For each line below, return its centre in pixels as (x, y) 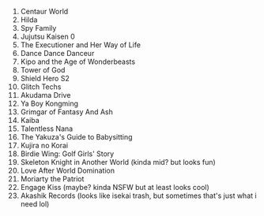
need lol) (35, 204)
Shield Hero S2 (45, 78)
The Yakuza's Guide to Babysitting (76, 137)
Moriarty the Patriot (52, 179)
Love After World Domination (68, 170)
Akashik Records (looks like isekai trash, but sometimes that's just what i (138, 196)
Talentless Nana (47, 128)
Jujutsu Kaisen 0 (48, 36)
